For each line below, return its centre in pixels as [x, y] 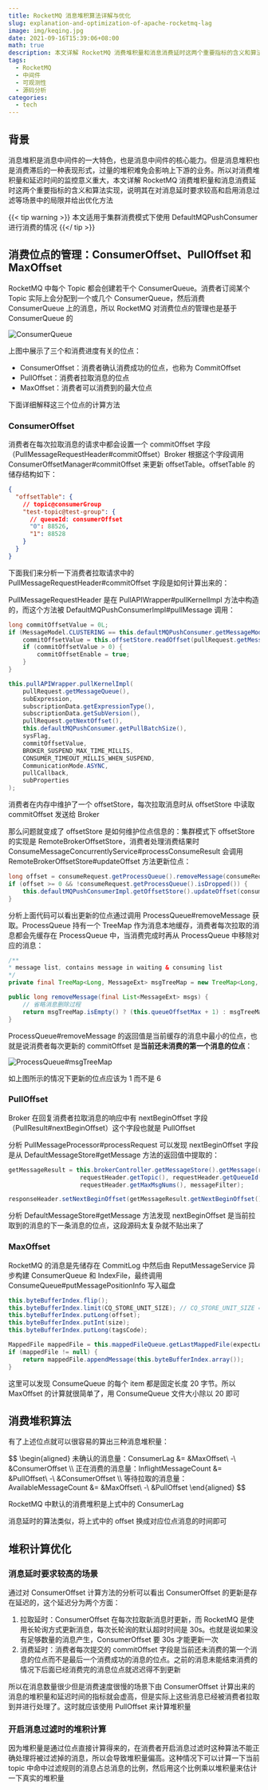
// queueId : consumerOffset [76, 519]
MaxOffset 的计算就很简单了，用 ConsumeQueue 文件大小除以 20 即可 [124, 1393]
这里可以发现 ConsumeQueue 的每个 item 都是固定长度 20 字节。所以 [122, 1383]
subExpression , [48, 699]
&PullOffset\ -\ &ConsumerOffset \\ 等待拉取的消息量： [98, 1479]
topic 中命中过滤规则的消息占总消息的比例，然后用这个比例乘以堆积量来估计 [133, 1768]
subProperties [46, 781]
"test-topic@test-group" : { [69, 512]
